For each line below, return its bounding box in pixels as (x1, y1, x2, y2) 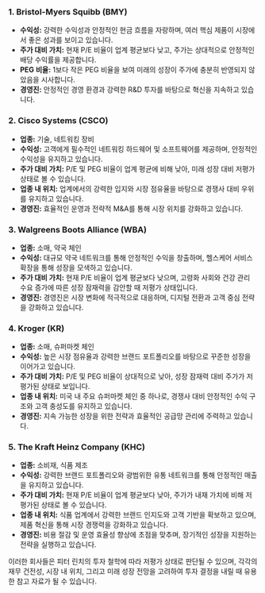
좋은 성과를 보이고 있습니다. (28, 35, 113, 45)
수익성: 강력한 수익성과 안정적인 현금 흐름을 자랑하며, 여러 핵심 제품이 (19, 25, 234, 35)
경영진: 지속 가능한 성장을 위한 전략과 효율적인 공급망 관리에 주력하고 (19, 411, 232, 421)
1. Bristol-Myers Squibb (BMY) (8, 6, 128, 17)
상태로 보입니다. (40, 382, 90, 391)
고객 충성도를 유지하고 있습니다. (34, 402, 132, 411)
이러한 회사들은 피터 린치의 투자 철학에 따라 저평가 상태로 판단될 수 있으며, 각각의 (8, 556, 258, 566)
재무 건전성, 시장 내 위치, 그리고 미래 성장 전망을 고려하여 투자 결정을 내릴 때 (8, 567, 243, 576)
